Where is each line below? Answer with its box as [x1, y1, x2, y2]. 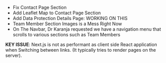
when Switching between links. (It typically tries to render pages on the [5, 47, 156, 53]
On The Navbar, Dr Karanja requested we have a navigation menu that [12, 26, 161, 32]
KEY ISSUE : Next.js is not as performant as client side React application [5, 41, 157, 48]
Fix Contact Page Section [12, 5, 67, 10]
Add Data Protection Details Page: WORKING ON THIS [12, 15, 127, 21]
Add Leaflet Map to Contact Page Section [12, 10, 101, 16]
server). [5, 52, 22, 58]
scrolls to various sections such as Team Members [12, 32, 121, 37]
